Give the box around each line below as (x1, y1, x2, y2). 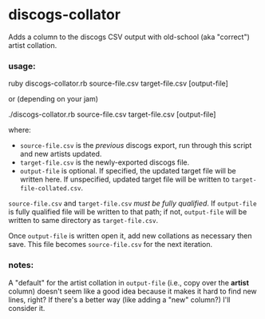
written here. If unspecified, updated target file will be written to (19, 174, 230, 185)
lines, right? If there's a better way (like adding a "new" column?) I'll (8, 294, 231, 305)
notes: (8, 260, 34, 271)
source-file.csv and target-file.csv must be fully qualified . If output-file (8, 198, 257, 209)
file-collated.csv (19, 185, 81, 193)
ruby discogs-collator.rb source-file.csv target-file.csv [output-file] (8, 78, 229, 89)
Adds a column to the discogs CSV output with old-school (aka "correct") (8, 32, 250, 42)
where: (8, 126, 32, 135)
